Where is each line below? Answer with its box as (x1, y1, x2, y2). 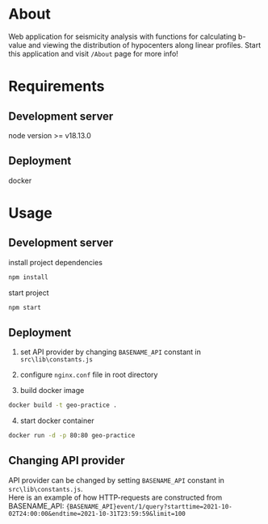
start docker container (19, 416, 94, 425)
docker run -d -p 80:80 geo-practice (8, 432, 136, 440)
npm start (8, 303, 42, 311)
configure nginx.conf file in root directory (19, 370, 158, 380)
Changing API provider (8, 454, 125, 467)
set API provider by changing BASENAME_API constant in (19, 347, 202, 357)
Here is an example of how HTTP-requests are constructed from (8, 492, 223, 502)
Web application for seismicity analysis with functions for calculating (8, 32, 237, 41)
